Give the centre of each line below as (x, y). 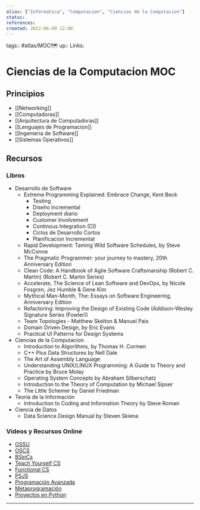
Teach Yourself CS (37, 463)
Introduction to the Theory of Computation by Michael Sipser (98, 384)
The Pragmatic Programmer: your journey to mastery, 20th (96, 258)
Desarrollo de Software (43, 188)
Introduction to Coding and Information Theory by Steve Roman (101, 403)
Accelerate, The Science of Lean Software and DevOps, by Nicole (104, 283)
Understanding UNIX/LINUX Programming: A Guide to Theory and (104, 365)
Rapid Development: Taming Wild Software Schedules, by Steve (102, 245)
